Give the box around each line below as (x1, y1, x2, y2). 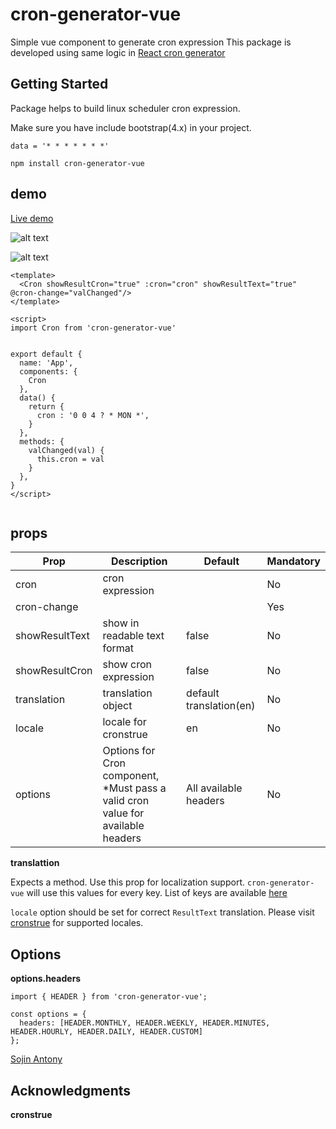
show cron (102, 658, 152, 672)
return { (28, 401, 65, 412)
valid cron (102, 794, 150, 808)
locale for (102, 715, 147, 729)
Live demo (10, 212, 54, 224)
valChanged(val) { (28, 445, 105, 455)
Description (111, 554, 168, 568)
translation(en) (186, 699, 256, 713)
